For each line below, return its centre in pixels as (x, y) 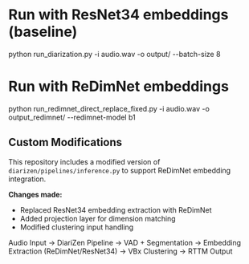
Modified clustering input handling (77, 227)
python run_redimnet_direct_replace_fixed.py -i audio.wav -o (109, 108)
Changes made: (35, 194)
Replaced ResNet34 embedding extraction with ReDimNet (116, 209)
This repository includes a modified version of (84, 161)
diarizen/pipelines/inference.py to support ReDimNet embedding (120, 170)
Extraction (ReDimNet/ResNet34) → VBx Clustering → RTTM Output (120, 251)
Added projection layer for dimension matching (98, 218)
